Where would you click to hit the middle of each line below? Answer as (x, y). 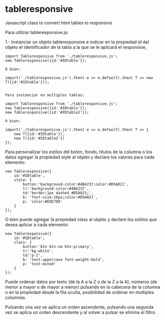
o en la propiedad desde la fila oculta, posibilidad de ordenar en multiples (80, 292)
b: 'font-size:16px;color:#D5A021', (60, 197)
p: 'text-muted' (39, 264)
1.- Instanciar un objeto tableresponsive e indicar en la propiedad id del (77, 42)
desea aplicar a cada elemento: (37, 224)
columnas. (16, 297)
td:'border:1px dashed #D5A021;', (58, 193)
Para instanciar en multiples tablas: (45, 95)
